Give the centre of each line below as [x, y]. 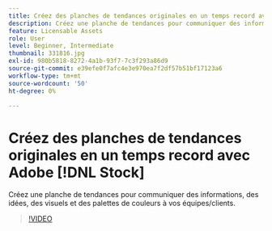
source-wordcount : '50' [49, 83]
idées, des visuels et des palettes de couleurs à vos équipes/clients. [122, 204]
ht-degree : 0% [32, 91]
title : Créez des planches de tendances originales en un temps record [132, 16]
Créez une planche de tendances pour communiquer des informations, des [134, 195]
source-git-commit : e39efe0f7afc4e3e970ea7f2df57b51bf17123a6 [115, 69]
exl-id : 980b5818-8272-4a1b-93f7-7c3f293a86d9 [88, 61]
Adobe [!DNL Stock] [76, 172]
